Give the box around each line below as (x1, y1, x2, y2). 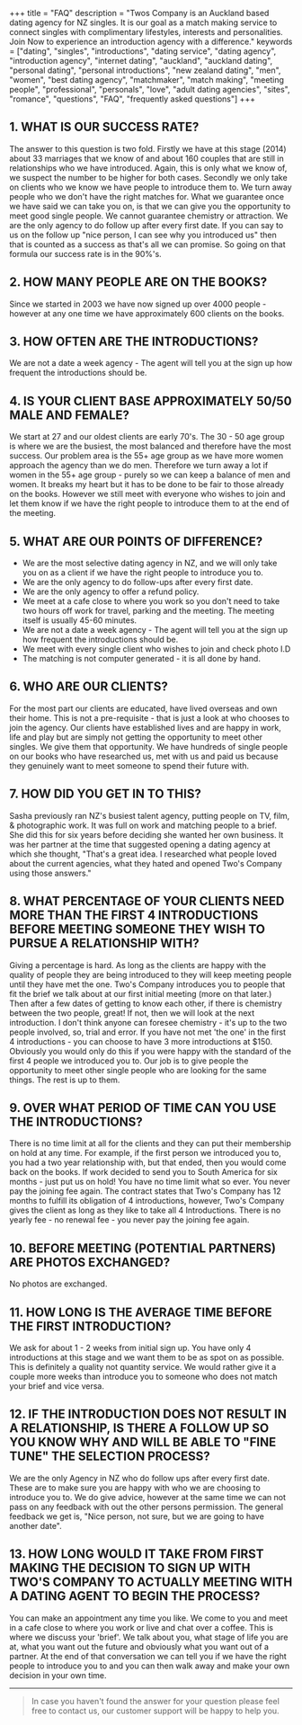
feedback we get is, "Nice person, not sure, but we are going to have (9, 1510, 265, 1522)
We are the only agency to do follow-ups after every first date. (22, 577, 253, 588)
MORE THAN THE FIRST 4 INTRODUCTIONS (9, 908, 259, 923)
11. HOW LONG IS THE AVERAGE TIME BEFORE (9, 1304, 272, 1320)
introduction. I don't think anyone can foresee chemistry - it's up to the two (9, 1017, 288, 1027)
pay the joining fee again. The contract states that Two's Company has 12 (9, 1186, 281, 1196)
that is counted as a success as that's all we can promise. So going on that (9, 238, 286, 250)
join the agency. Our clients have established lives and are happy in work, (9, 722, 281, 733)
